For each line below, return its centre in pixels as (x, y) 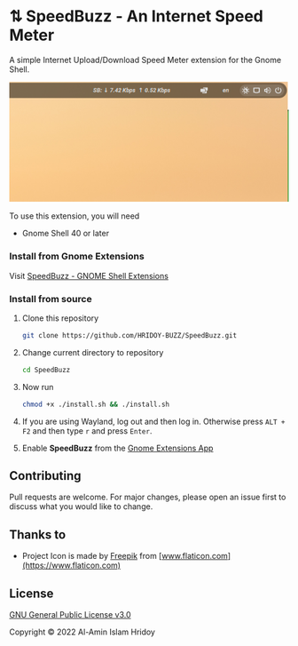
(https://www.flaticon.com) (71, 565)
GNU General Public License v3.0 (70, 615)
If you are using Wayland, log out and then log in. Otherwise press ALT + (153, 421)
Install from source (51, 299)
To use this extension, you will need (74, 216)
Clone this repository (60, 318)
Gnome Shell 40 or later (65, 234)
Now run (38, 387)
